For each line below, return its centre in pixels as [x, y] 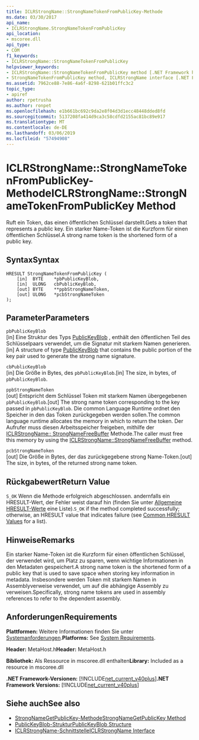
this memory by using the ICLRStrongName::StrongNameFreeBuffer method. [99, 440]
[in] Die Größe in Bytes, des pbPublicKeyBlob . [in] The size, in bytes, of [91, 373]
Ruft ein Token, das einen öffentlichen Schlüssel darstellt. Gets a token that [97, 222]
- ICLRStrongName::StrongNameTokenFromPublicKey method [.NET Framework [98, 72]
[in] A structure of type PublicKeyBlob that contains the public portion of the [99, 350]
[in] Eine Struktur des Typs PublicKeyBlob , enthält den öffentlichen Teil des [98, 337]
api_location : [24, 34]
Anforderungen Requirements [62, 617]
